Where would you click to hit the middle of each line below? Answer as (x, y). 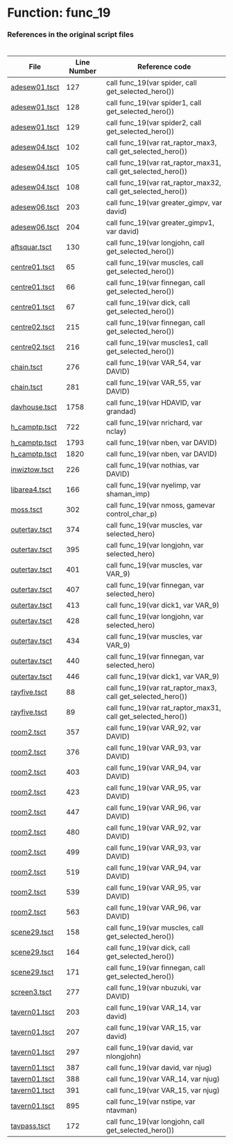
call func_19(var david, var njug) (159, 1068)
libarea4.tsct (31, 490)
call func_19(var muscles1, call (157, 343)
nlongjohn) (124, 1056)
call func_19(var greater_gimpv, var (164, 203)
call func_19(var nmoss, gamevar (161, 506)
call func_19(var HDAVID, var (154, 403)
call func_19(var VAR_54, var (154, 363)
